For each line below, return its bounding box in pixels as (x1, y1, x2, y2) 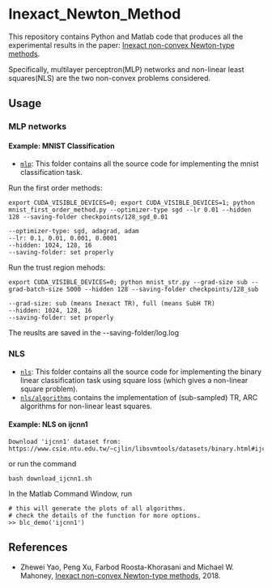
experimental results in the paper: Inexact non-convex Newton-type (8, 40, 235, 49)
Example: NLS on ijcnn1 (8, 420, 88, 429)
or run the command (8, 458, 77, 468)
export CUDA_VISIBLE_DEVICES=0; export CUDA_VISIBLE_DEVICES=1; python (8, 199, 255, 207)
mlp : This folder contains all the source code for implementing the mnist (19, 159, 259, 168)
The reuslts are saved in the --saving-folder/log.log (8, 328, 180, 338)
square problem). (19, 384, 79, 394)
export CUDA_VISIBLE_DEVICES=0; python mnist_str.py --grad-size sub (8, 279, 249, 287)
